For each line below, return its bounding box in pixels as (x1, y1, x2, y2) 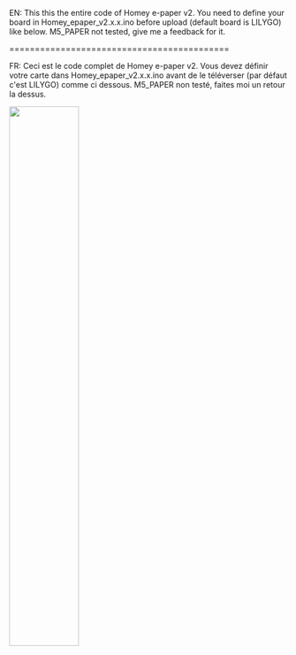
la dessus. (9, 89, 47, 99)
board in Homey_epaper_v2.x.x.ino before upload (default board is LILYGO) (9, 17, 282, 27)
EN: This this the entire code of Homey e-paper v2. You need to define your (9, 8, 285, 18)
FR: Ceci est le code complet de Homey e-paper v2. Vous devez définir (9, 61, 269, 71)
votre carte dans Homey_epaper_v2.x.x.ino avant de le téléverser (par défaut (9, 70, 287, 81)
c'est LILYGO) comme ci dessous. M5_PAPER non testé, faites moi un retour (9, 80, 285, 89)
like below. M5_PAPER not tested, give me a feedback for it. (9, 27, 225, 36)
